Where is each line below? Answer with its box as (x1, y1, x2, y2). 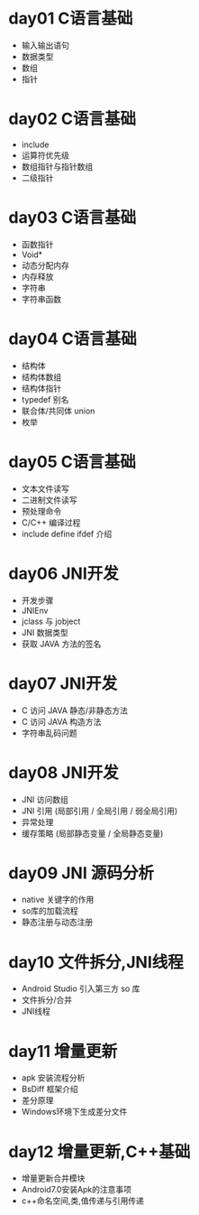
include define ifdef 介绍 (21, 528, 113, 539)
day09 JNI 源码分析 (8, 863, 155, 883)
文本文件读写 (21, 483, 69, 494)
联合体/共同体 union (21, 405, 95, 416)
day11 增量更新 (8, 1041, 118, 1062)
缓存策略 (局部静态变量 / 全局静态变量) (21, 828, 164, 839)
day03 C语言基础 (8, 208, 137, 228)
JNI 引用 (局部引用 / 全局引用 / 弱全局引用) (21, 805, 178, 816)
